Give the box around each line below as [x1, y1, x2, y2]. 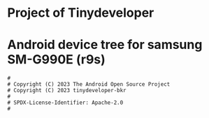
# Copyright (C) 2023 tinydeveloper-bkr [7, 87, 127, 94]
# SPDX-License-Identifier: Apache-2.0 [7, 99, 124, 106]
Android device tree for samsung [7, 37, 203, 53]
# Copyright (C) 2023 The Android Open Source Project [7, 81, 171, 88]
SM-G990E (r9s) [7, 52, 106, 68]
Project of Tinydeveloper [7, 5, 154, 21]
